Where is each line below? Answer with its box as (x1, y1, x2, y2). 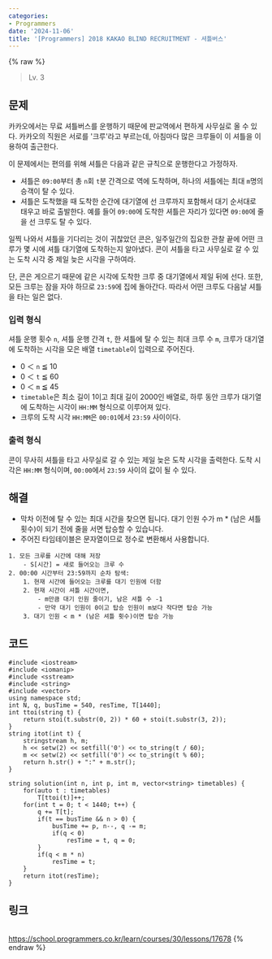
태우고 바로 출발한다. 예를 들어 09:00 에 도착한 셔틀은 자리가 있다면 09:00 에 (19, 206, 256, 216)
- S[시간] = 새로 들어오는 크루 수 (23, 561, 124, 569)
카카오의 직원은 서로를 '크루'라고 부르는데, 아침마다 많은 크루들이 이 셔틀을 (19, 132, 253, 141)
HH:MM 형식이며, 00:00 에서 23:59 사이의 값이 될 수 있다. (23, 465, 196, 475)
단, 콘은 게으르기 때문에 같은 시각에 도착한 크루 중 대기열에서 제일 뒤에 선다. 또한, (8, 271, 264, 281)
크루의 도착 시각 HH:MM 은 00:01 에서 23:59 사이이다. (19, 412, 181, 423)
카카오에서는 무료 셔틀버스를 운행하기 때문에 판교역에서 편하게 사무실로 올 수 (8, 121, 249, 131)
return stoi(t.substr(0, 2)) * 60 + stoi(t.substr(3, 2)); (23, 716, 227, 724)
